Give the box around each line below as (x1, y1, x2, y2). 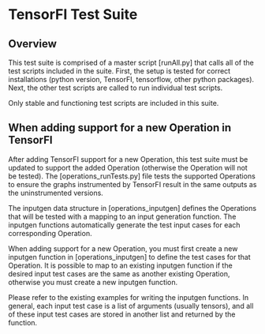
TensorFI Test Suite (8, 6, 138, 24)
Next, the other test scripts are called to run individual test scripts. (8, 83, 223, 92)
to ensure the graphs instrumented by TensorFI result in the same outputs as (8, 179, 257, 189)
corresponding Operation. (8, 228, 92, 238)
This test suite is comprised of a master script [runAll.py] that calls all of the (8, 58, 254, 67)
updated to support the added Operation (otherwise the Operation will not (8, 163, 248, 172)
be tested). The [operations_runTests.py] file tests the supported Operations (8, 171, 256, 181)
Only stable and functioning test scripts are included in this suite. (8, 99, 219, 107)
